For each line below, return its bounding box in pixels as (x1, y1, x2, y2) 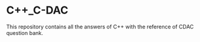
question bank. (6, 29, 43, 36)
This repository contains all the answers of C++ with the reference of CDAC (6, 23, 194, 30)
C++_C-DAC (6, 4, 69, 17)
